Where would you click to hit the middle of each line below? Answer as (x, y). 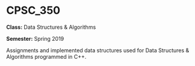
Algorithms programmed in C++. (46, 56)
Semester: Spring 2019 (35, 38)
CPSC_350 (33, 10)
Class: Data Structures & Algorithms (51, 27)
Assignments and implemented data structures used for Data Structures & (98, 50)
